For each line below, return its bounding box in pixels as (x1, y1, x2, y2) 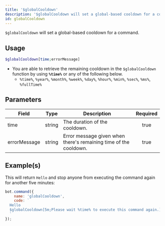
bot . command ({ (5, 189, 34, 194)
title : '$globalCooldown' (5, 7, 58, 12)
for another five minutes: (5, 179, 55, 185)
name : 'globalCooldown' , (14, 194, 65, 199)
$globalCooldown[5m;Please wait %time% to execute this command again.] (9, 207, 162, 212)
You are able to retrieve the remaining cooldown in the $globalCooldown (12, 66, 156, 72)
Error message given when (63, 132, 125, 139)
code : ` (14, 198, 29, 203)
